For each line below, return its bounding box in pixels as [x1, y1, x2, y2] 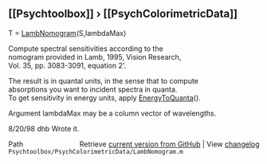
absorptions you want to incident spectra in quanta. [8, 84, 178, 94]
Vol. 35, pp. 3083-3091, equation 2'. [8, 61, 127, 70]
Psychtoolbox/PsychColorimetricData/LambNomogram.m [8, 147, 183, 155]
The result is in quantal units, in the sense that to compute [8, 76, 199, 85]
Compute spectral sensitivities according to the [8, 44, 163, 53]
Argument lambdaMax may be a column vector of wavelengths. [8, 108, 217, 118]
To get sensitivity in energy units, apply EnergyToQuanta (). [8, 92, 201, 103]
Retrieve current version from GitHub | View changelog [79, 139, 260, 149]
